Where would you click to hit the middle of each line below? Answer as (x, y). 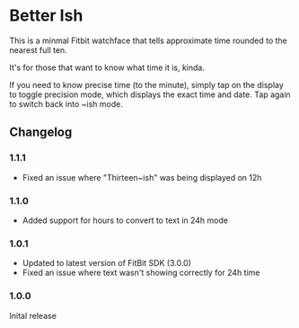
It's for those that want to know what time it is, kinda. (107, 67)
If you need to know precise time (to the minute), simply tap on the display (147, 84)
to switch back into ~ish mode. (66, 103)
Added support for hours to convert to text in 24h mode (125, 220)
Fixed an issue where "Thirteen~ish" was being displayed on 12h (142, 177)
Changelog (41, 133)
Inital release (33, 315)
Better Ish (46, 16)
